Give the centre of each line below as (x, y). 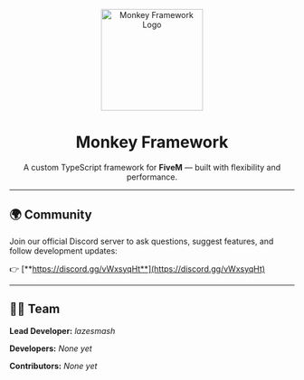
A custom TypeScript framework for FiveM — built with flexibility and (152, 167)
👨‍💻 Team (35, 309)
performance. (152, 177)
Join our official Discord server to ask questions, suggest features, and (142, 241)
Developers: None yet (51, 348)
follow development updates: (63, 250)
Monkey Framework (152, 142)
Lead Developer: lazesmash (62, 330)
